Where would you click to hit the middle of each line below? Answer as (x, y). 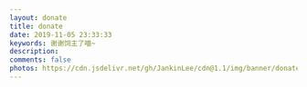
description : (34, 52)
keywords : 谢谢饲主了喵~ (53, 43)
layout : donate (38, 18)
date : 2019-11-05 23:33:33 (61, 34)
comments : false (40, 60)
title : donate (37, 26)
